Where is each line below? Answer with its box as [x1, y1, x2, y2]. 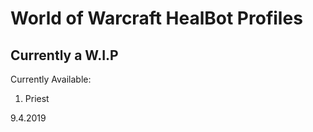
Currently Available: [10, 73, 92, 85]
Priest [24, 93, 50, 104]
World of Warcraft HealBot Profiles [10, 7, 303, 30]
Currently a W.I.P [10, 47, 119, 64]
